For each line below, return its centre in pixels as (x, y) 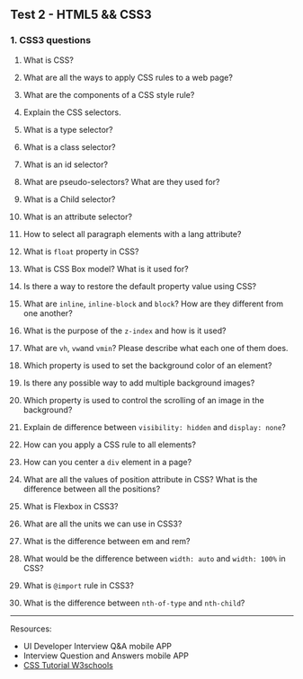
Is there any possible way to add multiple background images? (139, 383)
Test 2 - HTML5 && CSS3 (81, 15)
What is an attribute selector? (78, 216)
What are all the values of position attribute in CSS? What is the (140, 479)
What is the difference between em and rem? (107, 541)
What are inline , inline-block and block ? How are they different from (153, 304)
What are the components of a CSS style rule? (109, 94)
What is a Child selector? (69, 199)
